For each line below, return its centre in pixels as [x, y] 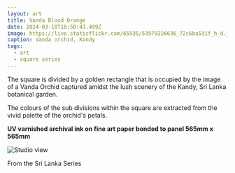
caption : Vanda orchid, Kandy [51, 40]
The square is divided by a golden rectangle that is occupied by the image [114, 79]
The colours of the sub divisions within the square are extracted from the [113, 108]
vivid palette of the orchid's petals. [57, 115]
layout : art [24, 14]
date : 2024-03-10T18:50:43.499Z [54, 27]
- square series [37, 60]
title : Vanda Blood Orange [47, 20]
